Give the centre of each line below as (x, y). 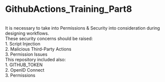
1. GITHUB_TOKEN (24, 65)
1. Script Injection (23, 43)
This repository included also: (36, 59)
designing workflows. (27, 33)
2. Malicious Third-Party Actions (38, 49)
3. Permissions (20, 75)
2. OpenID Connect (25, 70)
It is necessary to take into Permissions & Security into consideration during (82, 28)
